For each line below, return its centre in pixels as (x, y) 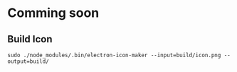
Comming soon (53, 13)
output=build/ (28, 61)
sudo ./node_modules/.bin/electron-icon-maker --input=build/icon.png (114, 55)
